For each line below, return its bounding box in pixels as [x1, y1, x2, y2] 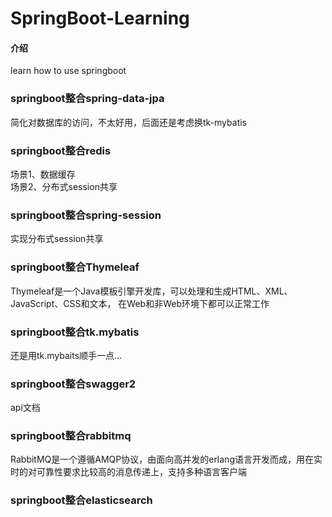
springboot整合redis [10, 143, 112, 157]
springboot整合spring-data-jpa [10, 92, 165, 106]
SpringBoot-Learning [10, 7, 190, 30]
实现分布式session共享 [10, 233, 104, 245]
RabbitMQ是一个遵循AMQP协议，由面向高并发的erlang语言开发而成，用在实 [10, 453, 323, 466]
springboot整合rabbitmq [10, 429, 132, 443]
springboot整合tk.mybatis [10, 325, 140, 339]
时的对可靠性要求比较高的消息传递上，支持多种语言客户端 [10, 466, 247, 478]
